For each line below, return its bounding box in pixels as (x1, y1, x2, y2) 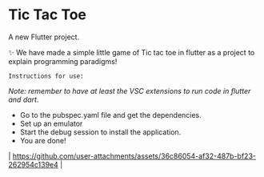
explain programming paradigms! (8, 56, 118, 66)
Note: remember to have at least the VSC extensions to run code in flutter (8, 86, 251, 95)
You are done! (19, 135, 66, 145)
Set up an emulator (19, 119, 83, 128)
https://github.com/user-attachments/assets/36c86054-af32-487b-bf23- (12, 151, 256, 161)
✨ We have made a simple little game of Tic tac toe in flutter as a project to (8, 47, 255, 57)
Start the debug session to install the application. (19, 127, 182, 137)
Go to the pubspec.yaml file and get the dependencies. (19, 110, 202, 119)
